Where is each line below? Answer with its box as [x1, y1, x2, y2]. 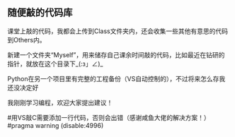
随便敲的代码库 [7, 6, 73, 19]
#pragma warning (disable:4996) [7, 121, 104, 129]
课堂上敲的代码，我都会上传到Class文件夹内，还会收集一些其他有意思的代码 [7, 27, 229, 35]
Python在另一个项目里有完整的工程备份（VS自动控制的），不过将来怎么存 [7, 74, 219, 83]
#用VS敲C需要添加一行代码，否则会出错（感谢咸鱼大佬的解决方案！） [7, 113, 210, 121]
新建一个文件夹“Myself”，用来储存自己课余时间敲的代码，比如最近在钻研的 [7, 50, 225, 59]
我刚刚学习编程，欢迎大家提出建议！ [7, 98, 113, 107]
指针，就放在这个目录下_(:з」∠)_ [7, 59, 103, 68]
